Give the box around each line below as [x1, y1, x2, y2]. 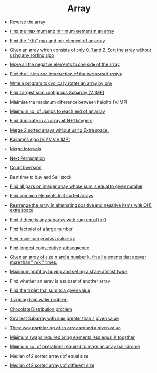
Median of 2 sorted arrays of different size [9, 362, 94, 368]
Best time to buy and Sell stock [9, 174, 72, 179]
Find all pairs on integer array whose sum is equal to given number [9, 183, 143, 189]
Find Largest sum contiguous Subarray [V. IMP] [9, 90, 104, 95]
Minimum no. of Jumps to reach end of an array [9, 108, 105, 114]
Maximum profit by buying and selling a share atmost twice [9, 269, 128, 274]
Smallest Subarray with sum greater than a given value [9, 315, 119, 321]
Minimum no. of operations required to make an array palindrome [9, 343, 140, 349]
